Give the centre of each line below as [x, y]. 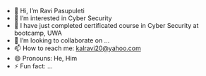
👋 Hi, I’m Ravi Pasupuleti [49, 11]
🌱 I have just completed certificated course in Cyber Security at [106, 25]
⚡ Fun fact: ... [33, 66]
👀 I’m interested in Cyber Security [63, 18]
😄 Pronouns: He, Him [46, 58]
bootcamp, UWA [38, 33]
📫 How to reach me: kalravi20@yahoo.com [77, 48]
